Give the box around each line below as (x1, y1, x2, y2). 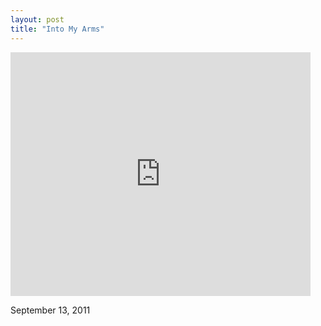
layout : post (10, 14, 65, 25)
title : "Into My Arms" (10, 24, 105, 34)
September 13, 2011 (10, 304, 91, 316)
